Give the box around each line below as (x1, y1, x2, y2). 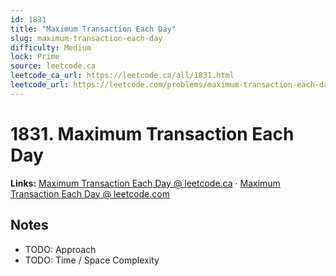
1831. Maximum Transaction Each (10, 122, 295, 145)
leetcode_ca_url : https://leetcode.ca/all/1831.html (10, 71, 235, 81)
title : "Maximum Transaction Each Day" (10, 24, 177, 34)
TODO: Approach (24, 243, 97, 255)
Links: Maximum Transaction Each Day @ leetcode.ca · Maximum (10, 177, 281, 189)
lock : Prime (10, 52, 60, 62)
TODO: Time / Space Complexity (24, 254, 160, 266)
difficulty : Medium (10, 42, 92, 53)
